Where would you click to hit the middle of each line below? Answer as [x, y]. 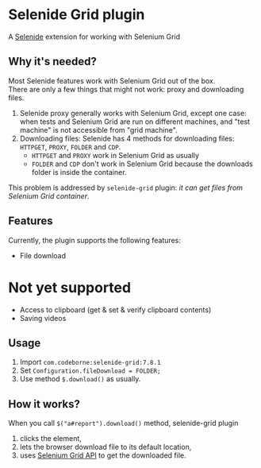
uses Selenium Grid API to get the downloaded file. [103, 455]
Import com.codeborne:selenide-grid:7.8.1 [90, 362]
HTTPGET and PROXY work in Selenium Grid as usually [115, 155]
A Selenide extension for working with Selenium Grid [94, 37]
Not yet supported [70, 287]
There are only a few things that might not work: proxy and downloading [126, 89]
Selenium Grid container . [49, 195]
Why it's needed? [53, 62]
